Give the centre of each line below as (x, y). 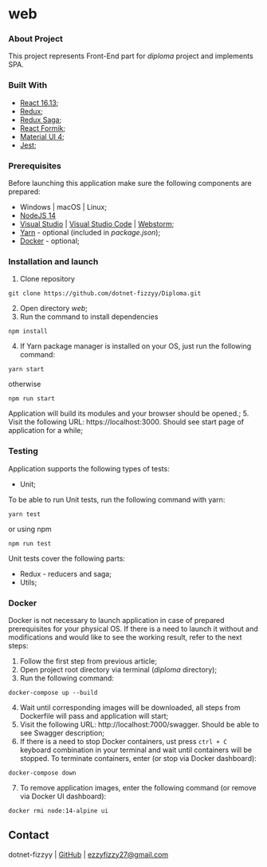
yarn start (26, 369)
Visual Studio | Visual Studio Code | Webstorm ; (97, 224)
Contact (29, 835)
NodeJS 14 (38, 215)
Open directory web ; (53, 309)
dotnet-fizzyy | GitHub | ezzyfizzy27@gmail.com (88, 854)
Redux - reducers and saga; (65, 573)
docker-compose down (43, 773)
